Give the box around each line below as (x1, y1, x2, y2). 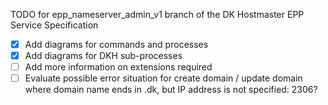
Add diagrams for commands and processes (24, 39, 209, 50)
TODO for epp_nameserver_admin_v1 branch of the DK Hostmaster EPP (10, 9, 305, 20)
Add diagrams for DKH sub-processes (24, 50, 183, 62)
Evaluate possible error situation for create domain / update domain (24, 72, 303, 84)
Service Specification (10, 19, 99, 31)
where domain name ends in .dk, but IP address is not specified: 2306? (24, 84, 318, 96)
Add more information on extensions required (24, 61, 213, 73)
